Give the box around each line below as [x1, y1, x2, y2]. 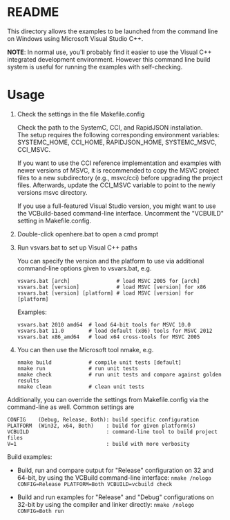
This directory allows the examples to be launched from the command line [7, 27, 218, 35]
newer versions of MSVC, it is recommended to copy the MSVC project [17, 166, 220, 174]
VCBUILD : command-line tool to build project [7, 428, 218, 435]
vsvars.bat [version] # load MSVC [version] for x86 [17, 284, 207, 291]
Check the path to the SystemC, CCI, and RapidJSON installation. [17, 123, 203, 132]
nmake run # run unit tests [17, 365, 138, 372]
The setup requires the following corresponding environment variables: [17, 130, 220, 139]
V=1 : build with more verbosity [7, 440, 190, 447]
